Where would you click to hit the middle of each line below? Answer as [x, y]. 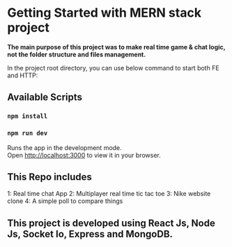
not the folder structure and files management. [77, 54]
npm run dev [28, 133]
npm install [28, 116]
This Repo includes [50, 177]
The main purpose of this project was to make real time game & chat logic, [116, 47]
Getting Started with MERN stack [105, 13]
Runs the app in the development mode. [64, 147]
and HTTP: [23, 75]
